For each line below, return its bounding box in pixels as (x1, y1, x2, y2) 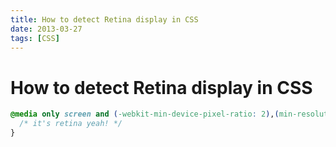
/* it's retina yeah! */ (19, 119, 123, 129)
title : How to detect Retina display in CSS (10, 14, 199, 25)
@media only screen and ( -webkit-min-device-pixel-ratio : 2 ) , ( (10, 109, 280, 120)
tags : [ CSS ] (10, 33, 60, 43)
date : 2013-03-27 (10, 24, 83, 34)
